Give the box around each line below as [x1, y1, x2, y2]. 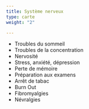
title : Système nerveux [6, 8, 64, 15]
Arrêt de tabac [14, 78, 49, 85]
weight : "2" [6, 19, 35, 25]
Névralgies [14, 96, 41, 103]
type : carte [6, 14, 35, 20]
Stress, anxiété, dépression [14, 59, 80, 66]
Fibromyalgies [14, 90, 49, 97]
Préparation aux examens [14, 71, 76, 79]
